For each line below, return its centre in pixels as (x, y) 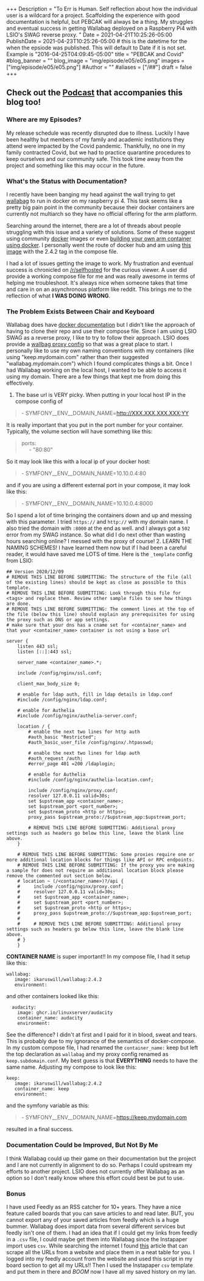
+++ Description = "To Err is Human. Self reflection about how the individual (102, 9)
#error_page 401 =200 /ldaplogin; (72, 764)
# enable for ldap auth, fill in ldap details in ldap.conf (95, 694)
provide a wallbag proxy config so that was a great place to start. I (89, 344)
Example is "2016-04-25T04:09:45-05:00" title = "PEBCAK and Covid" (95, 54)
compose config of (39, 401)
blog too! (24, 102)
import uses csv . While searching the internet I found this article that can (97, 1246)
